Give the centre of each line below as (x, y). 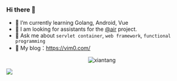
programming (30, 42)
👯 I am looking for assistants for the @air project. (76, 29)
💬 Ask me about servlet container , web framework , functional (93, 36)
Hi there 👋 (21, 10)
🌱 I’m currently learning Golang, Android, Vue (72, 23)
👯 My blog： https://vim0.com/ (53, 48)
